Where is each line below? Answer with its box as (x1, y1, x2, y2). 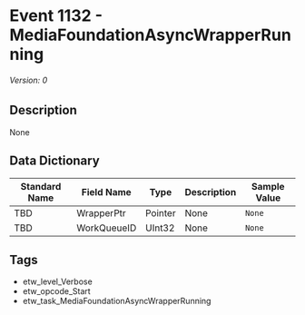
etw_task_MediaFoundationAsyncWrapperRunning (22, 296, 212, 307)
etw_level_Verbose (22, 276, 93, 287)
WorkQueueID (76, 221, 137, 234)
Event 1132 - (9, 5, 103, 26)
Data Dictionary (9, 153, 100, 169)
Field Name (81, 185, 132, 198)
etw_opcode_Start (22, 286, 91, 297)
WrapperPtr (76, 206, 127, 219)
